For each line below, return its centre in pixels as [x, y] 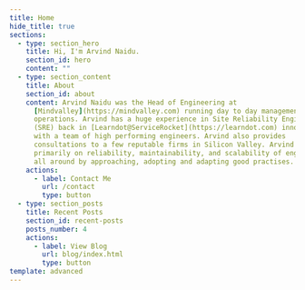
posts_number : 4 [57, 229]
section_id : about [60, 94]
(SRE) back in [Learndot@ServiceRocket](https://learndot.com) [156, 128]
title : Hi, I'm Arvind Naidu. [83, 52]
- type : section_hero [59, 43]
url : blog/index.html [83, 255]
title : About [50, 85]
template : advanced [46, 272]
